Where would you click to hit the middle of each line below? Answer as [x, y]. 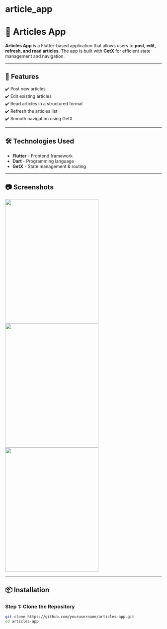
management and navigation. [35, 56]
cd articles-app [22, 622]
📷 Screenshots [29, 187]
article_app [29, 9]
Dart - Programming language [43, 161]
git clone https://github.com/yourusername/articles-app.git [70, 617]
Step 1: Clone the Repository [40, 606]
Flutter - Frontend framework [42, 156]
